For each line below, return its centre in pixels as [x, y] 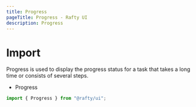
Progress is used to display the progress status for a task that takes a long [98, 69]
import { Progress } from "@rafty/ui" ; [56, 99]
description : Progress [35, 23]
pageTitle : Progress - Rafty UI [47, 17]
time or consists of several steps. [47, 76]
